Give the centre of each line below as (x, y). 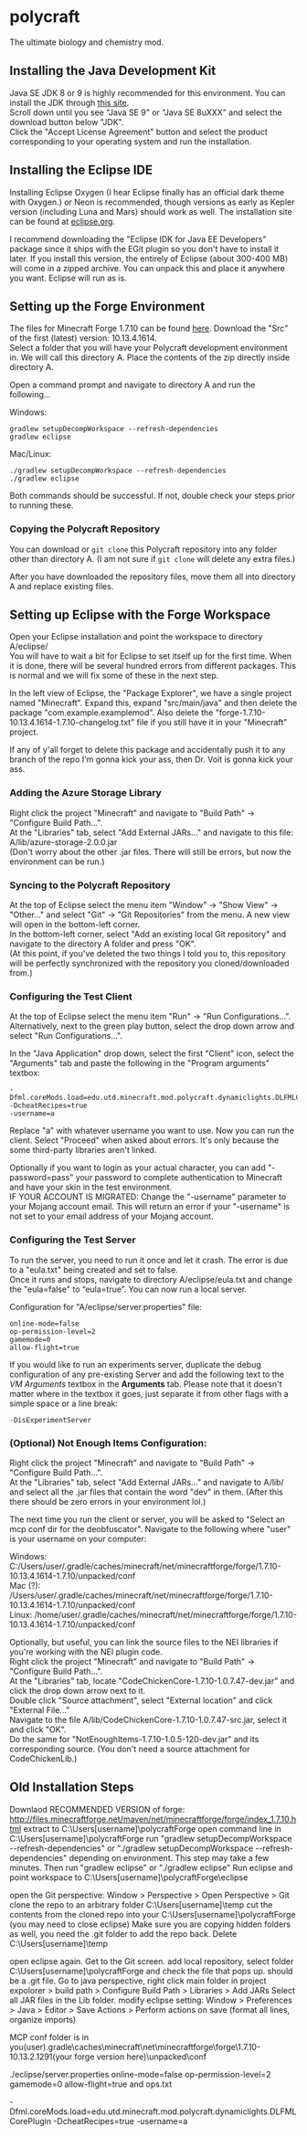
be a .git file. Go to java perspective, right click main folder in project (138, 1981)
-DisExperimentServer (51, 1420)
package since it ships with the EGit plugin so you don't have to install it (144, 248)
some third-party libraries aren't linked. (83, 1150)
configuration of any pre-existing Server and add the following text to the (147, 1374)
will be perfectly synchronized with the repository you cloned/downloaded (149, 963)
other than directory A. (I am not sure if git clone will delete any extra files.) (153, 558)
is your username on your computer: (78, 1539)
